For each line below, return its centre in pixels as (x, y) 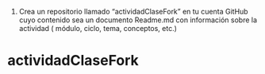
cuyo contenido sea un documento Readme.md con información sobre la (138, 20)
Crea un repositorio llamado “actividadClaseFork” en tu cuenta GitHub (133, 12)
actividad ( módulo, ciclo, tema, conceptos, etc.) (98, 28)
